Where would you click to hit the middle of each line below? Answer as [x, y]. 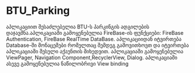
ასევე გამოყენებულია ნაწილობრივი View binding [67, 63]
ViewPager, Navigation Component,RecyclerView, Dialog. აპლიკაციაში [92, 57]
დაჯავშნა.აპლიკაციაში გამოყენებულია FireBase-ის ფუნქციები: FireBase [95, 32]
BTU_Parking [38, 11]
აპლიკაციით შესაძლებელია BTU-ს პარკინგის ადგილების [78, 27]
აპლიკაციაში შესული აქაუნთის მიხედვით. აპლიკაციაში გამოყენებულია [95, 51]
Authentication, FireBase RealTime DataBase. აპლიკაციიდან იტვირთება [94, 39]
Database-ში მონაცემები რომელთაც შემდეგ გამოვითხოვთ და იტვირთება [97, 45]
